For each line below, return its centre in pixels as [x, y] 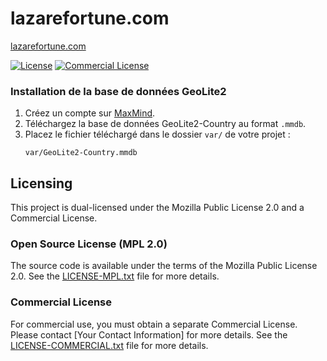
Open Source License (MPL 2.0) [89, 244]
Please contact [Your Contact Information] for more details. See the [149, 334]
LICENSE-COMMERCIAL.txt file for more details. [109, 345]
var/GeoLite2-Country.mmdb [81, 153]
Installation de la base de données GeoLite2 [118, 91]
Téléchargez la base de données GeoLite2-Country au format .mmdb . [165, 124]
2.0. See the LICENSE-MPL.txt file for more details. [115, 276]
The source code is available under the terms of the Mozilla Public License [164, 266]
